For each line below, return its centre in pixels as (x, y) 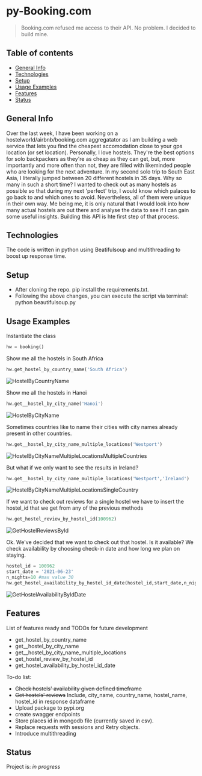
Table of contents (40, 53)
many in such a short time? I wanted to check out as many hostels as (92, 184)
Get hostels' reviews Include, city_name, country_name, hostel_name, (101, 695)
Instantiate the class (31, 336)
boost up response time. (36, 256)
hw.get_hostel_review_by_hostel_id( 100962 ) (62, 519)
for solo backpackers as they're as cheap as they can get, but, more (91, 158)
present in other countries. (39, 433)
